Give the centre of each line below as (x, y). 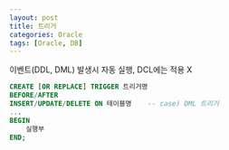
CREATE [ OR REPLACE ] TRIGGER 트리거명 (79, 87)
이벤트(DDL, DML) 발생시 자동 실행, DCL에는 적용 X (101, 70)
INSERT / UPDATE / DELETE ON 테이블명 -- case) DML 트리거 (114, 104)
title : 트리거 (33, 26)
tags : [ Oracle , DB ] (46, 43)
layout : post (34, 18)
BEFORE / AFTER (34, 96)
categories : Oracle (46, 34)
